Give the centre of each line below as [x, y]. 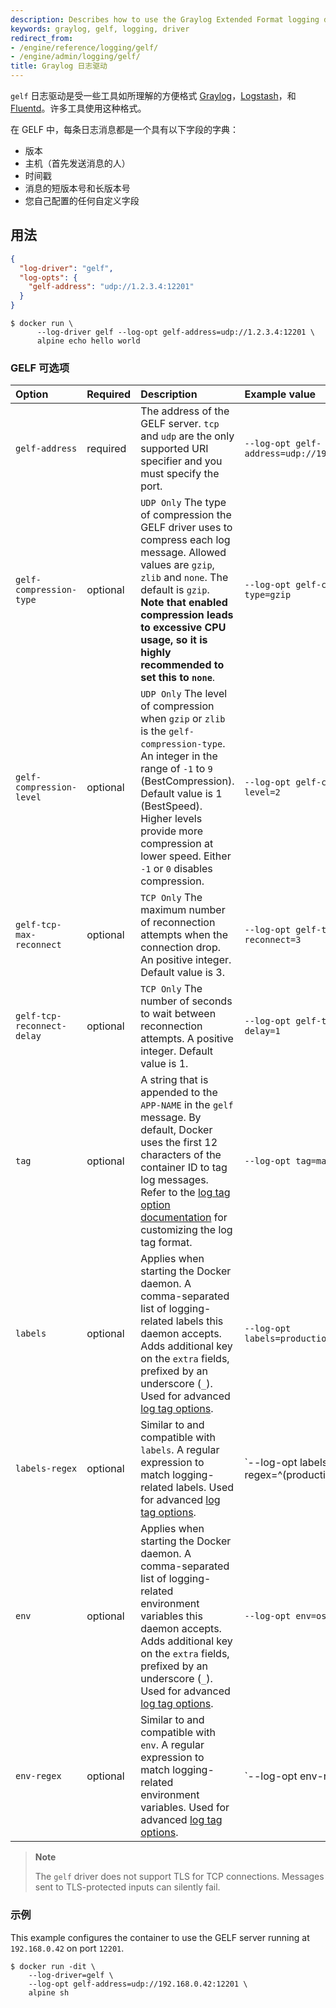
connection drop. [180, 948]
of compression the [186, 515]
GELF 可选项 [40, 368]
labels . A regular [180, 1450]
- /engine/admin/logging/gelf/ [75, 57]
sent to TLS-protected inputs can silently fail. [127, 1887]
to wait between [178, 1014]
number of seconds [186, 1001]
